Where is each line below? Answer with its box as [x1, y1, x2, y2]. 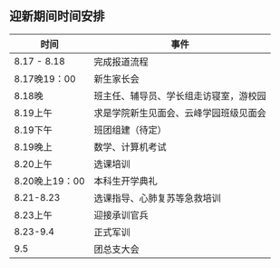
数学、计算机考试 [93, 140, 167, 153]
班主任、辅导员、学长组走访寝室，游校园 [93, 89, 266, 102]
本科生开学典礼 [93, 174, 158, 187]
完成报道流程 [93, 55, 149, 68]
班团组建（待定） [93, 124, 167, 136]
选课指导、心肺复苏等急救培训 [93, 192, 221, 204]
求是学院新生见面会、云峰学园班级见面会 [93, 106, 266, 119]
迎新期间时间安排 [9, 8, 105, 25]
